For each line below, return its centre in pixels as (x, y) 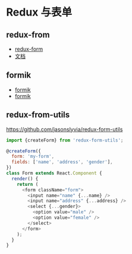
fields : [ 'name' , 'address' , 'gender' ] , (62, 162)
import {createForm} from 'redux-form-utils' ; (65, 140)
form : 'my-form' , (33, 157)
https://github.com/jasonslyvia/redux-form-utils (65, 129)
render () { (25, 179)
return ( (28, 184)
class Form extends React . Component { (54, 173)
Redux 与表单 (39, 12)
